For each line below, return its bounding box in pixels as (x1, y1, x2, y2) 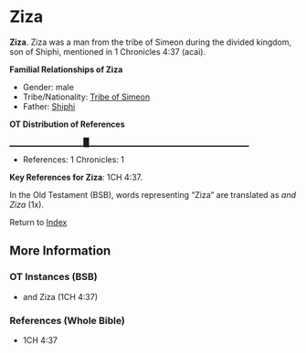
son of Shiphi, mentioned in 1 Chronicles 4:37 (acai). (9, 46, 206, 57)
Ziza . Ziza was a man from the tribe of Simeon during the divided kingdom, (9, 36, 292, 47)
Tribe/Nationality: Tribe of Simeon (22, 91, 151, 102)
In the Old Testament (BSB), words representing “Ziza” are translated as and (9, 189, 297, 200)
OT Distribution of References (9, 119, 125, 130)
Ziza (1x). (9, 199, 44, 210)
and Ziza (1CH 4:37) (22, 291, 99, 302)
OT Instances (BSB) (9, 271, 98, 284)
